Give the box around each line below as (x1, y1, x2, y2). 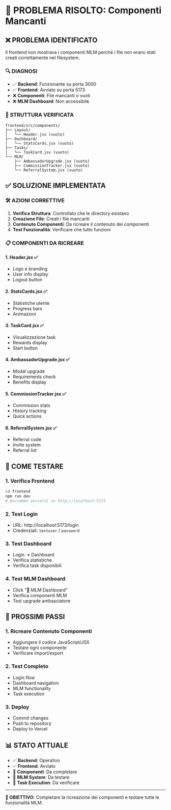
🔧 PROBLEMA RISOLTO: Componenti (5, 5, 162, 16)
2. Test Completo (5, 663, 48, 670)
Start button (12, 345, 38, 351)
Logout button (12, 277, 43, 283)
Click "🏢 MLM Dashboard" (12, 587, 68, 593)
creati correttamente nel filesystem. (5, 55, 80, 61)
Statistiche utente (12, 300, 50, 306)
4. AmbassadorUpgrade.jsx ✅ (5, 357, 70, 363)
